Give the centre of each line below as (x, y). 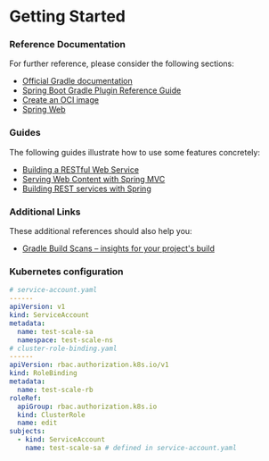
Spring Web (44, 110)
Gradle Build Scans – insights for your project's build (118, 248)
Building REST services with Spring (86, 189)
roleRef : (25, 398)
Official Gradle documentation (77, 81)
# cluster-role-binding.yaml (63, 348)
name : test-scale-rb (55, 390)
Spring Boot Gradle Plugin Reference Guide (102, 90)
